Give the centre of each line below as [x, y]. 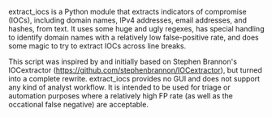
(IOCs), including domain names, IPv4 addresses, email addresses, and [128, 20]
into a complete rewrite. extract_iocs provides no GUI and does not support [134, 79]
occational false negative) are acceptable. [78, 104]
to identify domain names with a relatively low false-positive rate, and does [134, 37]
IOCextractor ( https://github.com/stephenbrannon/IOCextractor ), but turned [135, 70]
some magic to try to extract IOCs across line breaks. [97, 46]
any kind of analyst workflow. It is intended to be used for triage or [119, 87]
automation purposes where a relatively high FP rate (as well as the [121, 96]
